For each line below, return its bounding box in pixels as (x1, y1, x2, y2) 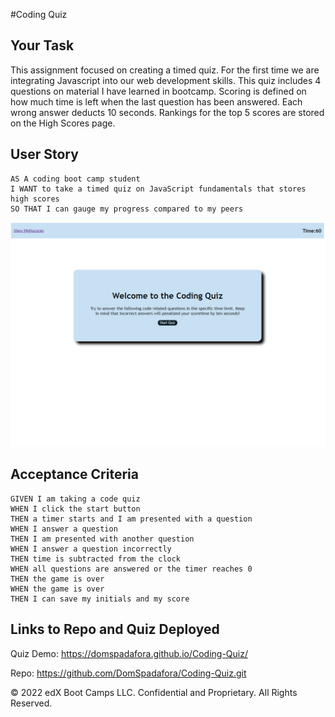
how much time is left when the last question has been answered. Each (10, 95, 303, 108)
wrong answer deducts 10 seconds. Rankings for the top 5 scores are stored (10, 106, 325, 118)
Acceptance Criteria (10, 466, 139, 483)
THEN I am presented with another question (10, 534, 195, 544)
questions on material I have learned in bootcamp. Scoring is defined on (10, 85, 307, 97)
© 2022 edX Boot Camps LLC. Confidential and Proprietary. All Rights (10, 686, 298, 698)
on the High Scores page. (10, 117, 116, 129)
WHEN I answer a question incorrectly (10, 544, 172, 554)
